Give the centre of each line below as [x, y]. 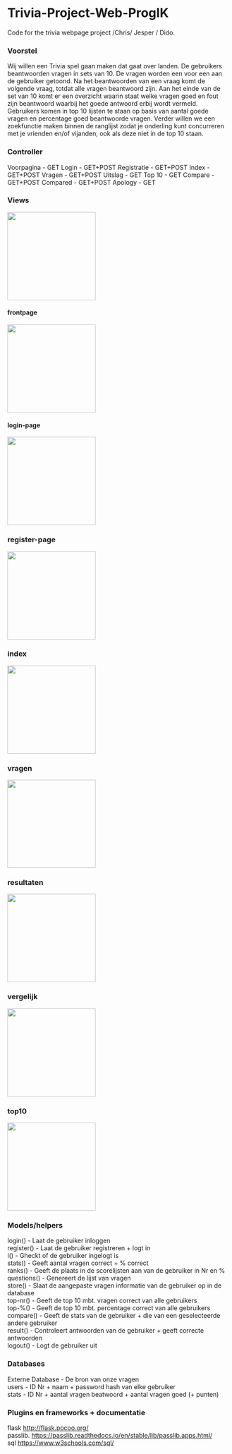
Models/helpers [35, 1225]
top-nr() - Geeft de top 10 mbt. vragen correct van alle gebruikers [102, 1301]
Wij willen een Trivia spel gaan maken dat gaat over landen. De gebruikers [115, 66]
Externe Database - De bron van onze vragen [73, 1379]
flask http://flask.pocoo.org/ [48, 1428]
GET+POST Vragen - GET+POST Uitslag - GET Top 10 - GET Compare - [111, 175]
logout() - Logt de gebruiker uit [52, 1345]
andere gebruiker [32, 1323]
